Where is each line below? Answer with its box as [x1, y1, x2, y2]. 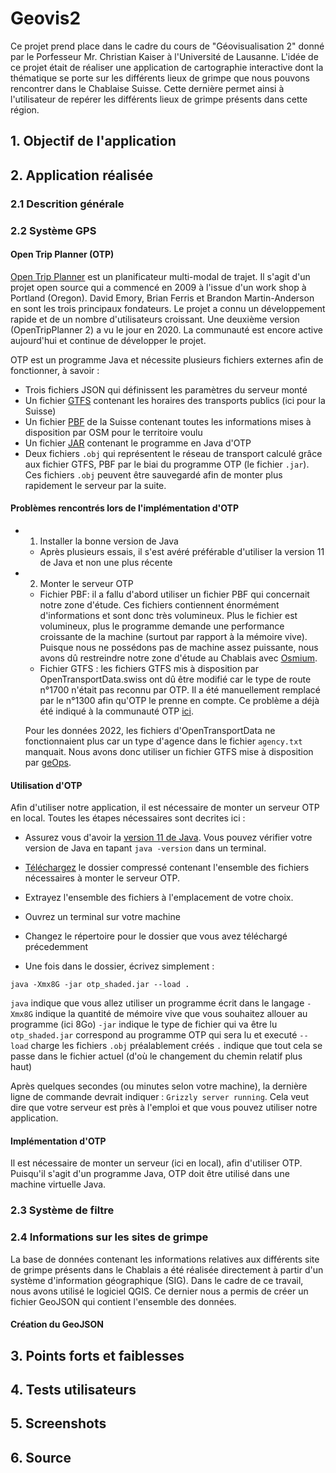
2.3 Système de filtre [10, 1203, 115, 1217]
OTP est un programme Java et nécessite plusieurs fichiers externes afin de [10, 353, 324, 366]
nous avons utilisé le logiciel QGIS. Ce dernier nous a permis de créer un [10, 1285, 309, 1297]
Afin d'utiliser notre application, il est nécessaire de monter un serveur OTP [10, 802, 320, 814]
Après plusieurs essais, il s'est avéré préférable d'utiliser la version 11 [39, 545, 325, 557]
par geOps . [24, 756, 72, 768]
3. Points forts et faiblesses [10, 1347, 185, 1364]
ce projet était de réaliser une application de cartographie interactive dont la [10, 61, 324, 73]
